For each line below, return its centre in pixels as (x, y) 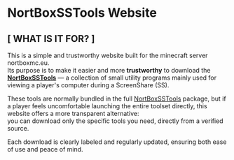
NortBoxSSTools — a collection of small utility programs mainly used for (112, 78)
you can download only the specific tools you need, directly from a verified (115, 121)
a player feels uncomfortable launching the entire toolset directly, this (108, 106)
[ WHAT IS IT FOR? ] (51, 39)
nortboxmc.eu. (28, 63)
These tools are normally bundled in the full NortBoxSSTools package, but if (117, 99)
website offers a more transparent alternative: (73, 114)
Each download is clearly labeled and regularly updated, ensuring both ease (117, 142)
